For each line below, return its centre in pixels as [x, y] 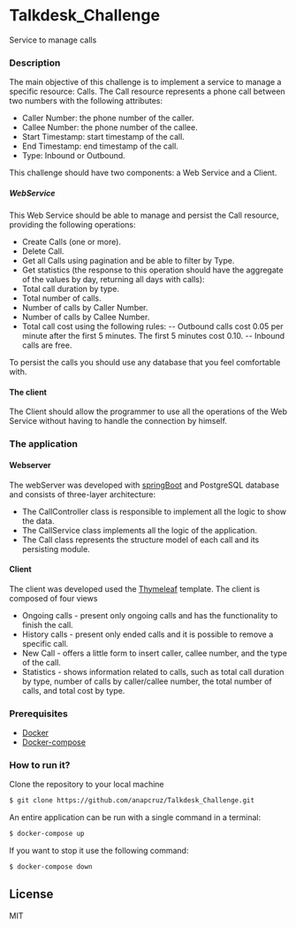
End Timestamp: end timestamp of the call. [100, 146]
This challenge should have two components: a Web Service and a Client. [143, 173]
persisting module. [56, 548]
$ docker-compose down [51, 867]
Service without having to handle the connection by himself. [118, 421]
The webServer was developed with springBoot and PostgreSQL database [144, 485]
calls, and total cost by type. [73, 690]
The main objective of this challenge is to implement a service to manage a [145, 82]
